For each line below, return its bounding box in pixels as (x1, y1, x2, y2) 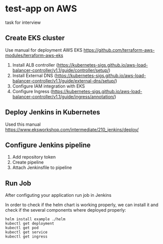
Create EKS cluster (5, 34, 65, 42)
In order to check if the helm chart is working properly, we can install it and (5, 202, 159, 208)
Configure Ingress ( (12, 88, 52, 94)
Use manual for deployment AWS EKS (5, 47, 83, 53)
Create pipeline (12, 160, 44, 165)
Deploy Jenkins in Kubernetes (5, 108, 100, 117)
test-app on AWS (5, 3, 77, 14)
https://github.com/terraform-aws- (83, 47, 155, 53)
